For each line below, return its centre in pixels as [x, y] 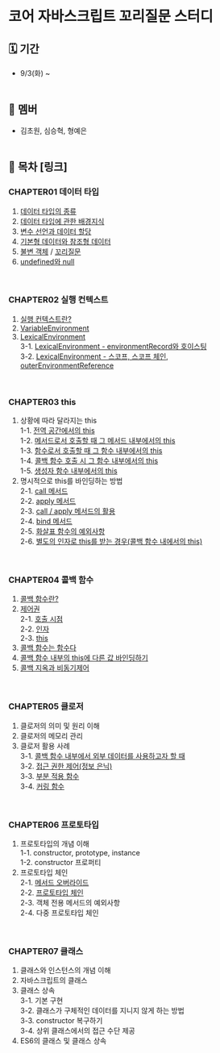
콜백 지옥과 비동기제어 [55, 668]
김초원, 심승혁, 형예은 [53, 131]
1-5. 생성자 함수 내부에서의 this [69, 471]
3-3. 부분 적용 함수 [50, 776]
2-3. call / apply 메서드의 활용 [68, 511]
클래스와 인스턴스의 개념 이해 [65, 970]
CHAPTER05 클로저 [46, 706]
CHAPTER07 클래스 [46, 951]
